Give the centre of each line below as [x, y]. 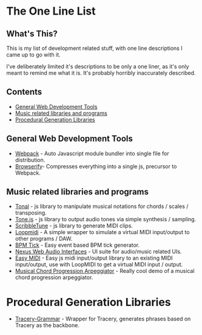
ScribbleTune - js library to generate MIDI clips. [74, 226]
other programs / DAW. [44, 239]
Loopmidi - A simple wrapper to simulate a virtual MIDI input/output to [102, 232]
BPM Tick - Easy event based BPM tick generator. [77, 245]
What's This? [32, 34]
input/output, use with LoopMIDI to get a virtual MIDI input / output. [99, 264]
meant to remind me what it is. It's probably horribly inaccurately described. [101, 73]
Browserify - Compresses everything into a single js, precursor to [96, 166]
